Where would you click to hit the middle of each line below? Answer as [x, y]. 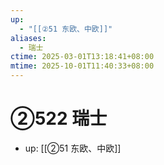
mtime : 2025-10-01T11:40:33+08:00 [82, 66]
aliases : [28, 38]
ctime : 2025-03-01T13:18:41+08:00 [82, 57]
